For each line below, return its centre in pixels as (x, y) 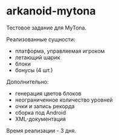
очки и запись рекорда (45, 106)
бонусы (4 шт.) (34, 70)
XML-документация (40, 119)
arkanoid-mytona (51, 11)
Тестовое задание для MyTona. (46, 28)
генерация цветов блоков (48, 93)
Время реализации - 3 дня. (41, 130)
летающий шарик (37, 57)
